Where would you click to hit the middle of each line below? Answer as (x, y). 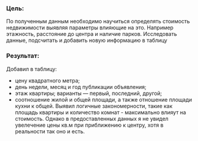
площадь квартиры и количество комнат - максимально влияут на (100, 112)
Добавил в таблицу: (32, 69)
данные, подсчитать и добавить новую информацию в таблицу (87, 41)
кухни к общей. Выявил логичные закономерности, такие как (94, 106)
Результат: (23, 56)
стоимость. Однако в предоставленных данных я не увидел (92, 118)
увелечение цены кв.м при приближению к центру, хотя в (89, 125)
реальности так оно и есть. (50, 131)
